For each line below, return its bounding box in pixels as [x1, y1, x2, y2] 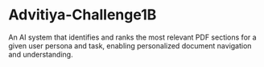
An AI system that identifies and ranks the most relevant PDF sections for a [8, 32, 257, 42]
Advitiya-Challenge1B [8, 6, 157, 24]
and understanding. [8, 49, 74, 59]
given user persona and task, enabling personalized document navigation [8, 40, 252, 50]
